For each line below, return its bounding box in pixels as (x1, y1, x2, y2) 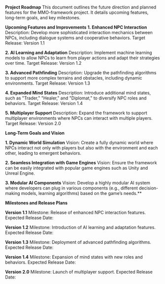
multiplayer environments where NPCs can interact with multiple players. (5, 115, 153, 121)
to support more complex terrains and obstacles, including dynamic (5, 75, 142, 81)
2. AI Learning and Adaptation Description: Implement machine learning (5, 49, 152, 55)
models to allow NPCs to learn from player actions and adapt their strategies (5, 55, 160, 61)
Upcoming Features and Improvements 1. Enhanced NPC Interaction (5, 24, 147, 30)
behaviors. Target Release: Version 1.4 (5, 100, 83, 106)
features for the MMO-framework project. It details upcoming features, (5, 9, 149, 15)
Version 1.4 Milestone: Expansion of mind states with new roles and (5, 254, 143, 260)
